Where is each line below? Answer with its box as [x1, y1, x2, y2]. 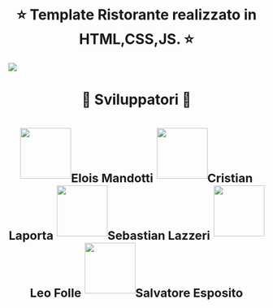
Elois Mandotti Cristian [71, 170, 253, 186]
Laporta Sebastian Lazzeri [8, 228, 210, 243]
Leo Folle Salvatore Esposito [29, 284, 244, 301]
